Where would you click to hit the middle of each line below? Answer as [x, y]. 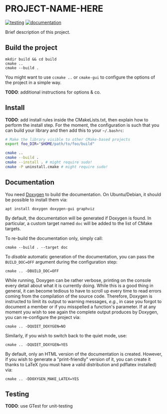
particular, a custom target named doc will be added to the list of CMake [79, 223]
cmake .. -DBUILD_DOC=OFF [32, 271]
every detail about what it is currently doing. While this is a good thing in [79, 285]
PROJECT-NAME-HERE [54, 9]
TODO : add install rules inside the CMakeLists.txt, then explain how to [77, 119]
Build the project [31, 48]
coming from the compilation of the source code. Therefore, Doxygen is [79, 296]
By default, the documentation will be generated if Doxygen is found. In [78, 218]
